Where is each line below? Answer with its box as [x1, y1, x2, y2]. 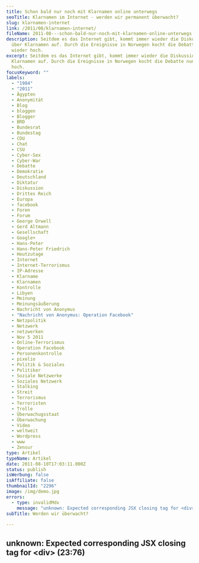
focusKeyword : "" [6, 69, 49, 75]
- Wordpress [11, 434, 41, 440]
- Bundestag [11, 130, 41, 136]
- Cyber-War [11, 158, 41, 164]
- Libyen [11, 290, 33, 296]
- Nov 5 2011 [11, 334, 44, 340]
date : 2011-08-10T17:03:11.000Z [6, 461, 86, 467]
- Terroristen [11, 400, 46, 406]
